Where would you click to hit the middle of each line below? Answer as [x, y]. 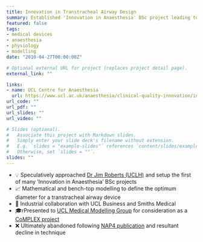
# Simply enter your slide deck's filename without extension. [90, 141]
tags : [13, 29]
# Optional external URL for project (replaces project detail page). [97, 68]
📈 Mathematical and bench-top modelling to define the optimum [95, 188]
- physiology [23, 46]
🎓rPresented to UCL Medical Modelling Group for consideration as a [101, 210]
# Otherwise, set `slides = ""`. [51, 152]
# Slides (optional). [34, 129]
